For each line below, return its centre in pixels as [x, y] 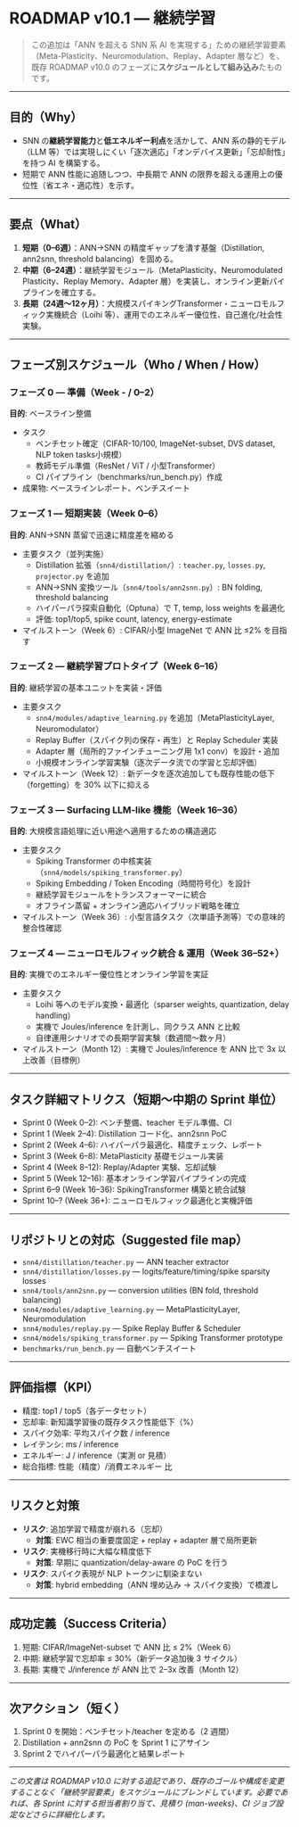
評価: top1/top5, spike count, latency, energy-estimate [134, 619]
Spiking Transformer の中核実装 [93, 861]
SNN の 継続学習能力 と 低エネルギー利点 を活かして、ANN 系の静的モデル [154, 140]
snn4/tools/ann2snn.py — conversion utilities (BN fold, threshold [140, 1291]
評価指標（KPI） [54, 1388]
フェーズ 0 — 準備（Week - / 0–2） [85, 392]
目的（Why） [46, 117]
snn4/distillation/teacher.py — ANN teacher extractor [125, 1262]
